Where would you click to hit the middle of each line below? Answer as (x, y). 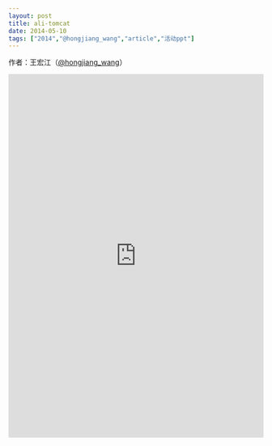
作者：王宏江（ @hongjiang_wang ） (68, 62)
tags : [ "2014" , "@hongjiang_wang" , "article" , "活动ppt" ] (102, 38)
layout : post (30, 16)
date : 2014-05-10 (38, 31)
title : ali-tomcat (39, 23)
